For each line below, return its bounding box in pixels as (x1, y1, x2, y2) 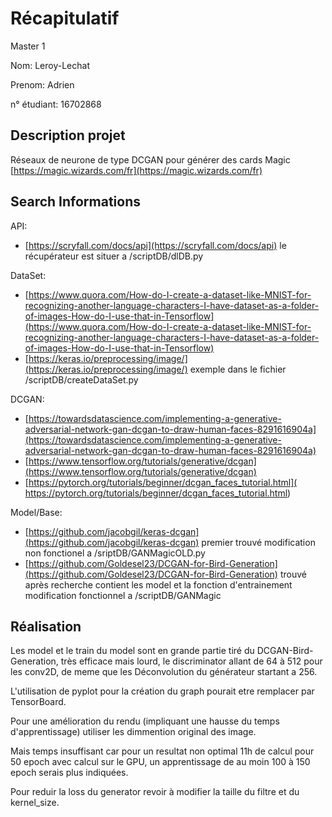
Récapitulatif (10, 7, 120, 30)
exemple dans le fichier (189, 363, 287, 375)
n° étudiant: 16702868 (10, 98, 102, 110)
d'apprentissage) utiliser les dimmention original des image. (10, 726, 257, 738)
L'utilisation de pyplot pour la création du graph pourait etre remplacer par (10, 685, 315, 697)
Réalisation (10, 618, 82, 635)
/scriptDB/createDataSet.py (24, 373, 139, 386)
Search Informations (10, 193, 142, 211)
